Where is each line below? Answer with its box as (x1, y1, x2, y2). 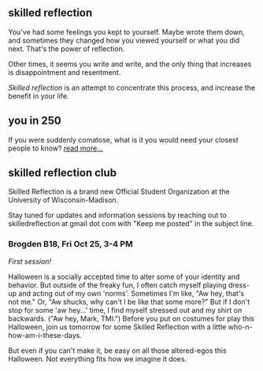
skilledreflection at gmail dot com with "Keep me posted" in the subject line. (8, 219, 254, 228)
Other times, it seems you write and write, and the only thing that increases (8, 59, 252, 69)
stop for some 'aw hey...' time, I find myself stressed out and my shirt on (8, 305, 243, 314)
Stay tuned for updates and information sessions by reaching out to (8, 210, 227, 220)
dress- (228, 280, 250, 290)
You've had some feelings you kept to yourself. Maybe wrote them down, (8, 27, 246, 36)
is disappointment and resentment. (8, 67, 121, 77)
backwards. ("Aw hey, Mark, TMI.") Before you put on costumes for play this (8, 313, 254, 323)
